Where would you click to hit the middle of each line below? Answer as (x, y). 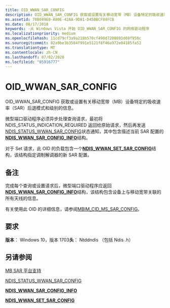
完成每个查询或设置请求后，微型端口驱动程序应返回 (58, 185)
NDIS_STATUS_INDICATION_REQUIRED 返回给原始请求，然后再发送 (75, 125)
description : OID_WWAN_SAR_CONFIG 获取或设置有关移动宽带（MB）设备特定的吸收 (83, 15)
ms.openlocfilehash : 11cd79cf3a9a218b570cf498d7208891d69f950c (73, 39)
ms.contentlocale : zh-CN (31, 52)
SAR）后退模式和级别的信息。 (45, 108)
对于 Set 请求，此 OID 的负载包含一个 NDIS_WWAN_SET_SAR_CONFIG (79, 149)
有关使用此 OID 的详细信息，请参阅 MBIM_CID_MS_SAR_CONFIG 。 (74, 209)
